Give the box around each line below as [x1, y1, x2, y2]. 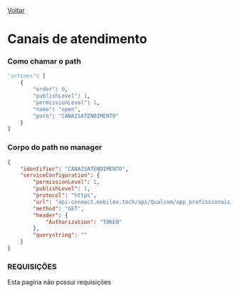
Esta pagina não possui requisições [7, 278, 112, 287]
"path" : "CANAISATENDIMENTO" [33, 112, 119, 120]
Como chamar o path [7, 56, 82, 66]
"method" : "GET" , [33, 205, 84, 212]
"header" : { [33, 212, 69, 219]
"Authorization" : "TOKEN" [45, 218, 122, 225]
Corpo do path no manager [7, 143, 102, 153]
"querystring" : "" [33, 232, 87, 239]
